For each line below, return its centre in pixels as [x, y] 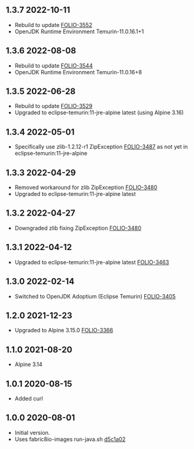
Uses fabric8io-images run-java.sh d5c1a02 [70, 439]
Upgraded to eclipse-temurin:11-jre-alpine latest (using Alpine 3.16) [99, 112]
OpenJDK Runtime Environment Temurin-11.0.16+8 [78, 72]
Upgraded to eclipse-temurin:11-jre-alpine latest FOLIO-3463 [92, 262]
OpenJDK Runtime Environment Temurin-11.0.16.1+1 [79, 31]
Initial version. [32, 432]
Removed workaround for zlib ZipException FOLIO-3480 [86, 187]
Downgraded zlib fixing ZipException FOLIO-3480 [78, 228]
